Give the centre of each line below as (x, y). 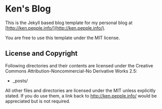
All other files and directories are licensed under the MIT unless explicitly (80, 90)
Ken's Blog (28, 9)
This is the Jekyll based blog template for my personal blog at (69, 23)
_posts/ (20, 80)
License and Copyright (41, 53)
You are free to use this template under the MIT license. (63, 38)
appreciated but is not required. (38, 101)
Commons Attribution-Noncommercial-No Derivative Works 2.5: (71, 71)
